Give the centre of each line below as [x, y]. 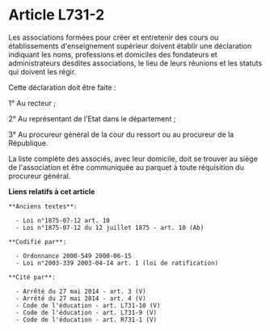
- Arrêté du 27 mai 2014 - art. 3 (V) [81, 291]
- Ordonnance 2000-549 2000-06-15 [74, 256]
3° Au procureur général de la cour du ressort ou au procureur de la [121, 134]
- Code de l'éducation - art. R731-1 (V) [86, 320]
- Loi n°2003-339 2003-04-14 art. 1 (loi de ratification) [117, 263]
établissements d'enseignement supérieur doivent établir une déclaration [130, 45]
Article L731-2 [57, 15]
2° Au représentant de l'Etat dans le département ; [92, 118]
